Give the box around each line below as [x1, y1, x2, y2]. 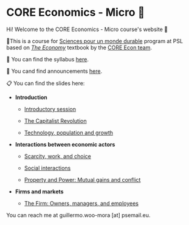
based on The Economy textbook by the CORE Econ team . [6, 44, 153, 51]
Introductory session [24, 105, 77, 112]
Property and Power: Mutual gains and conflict [24, 176, 141, 183]
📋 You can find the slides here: [6, 79, 85, 87]
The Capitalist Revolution [24, 117, 87, 124]
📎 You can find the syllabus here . [6, 55, 89, 63]
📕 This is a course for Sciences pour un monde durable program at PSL [6, 37, 184, 44]
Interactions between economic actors [15, 140, 115, 148]
